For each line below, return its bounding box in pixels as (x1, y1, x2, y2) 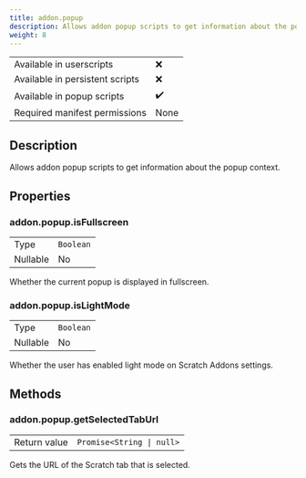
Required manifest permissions (14, 107, 148, 119)
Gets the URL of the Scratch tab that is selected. (9, 459, 191, 470)
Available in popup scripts (14, 89, 125, 102)
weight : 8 (9, 30, 47, 39)
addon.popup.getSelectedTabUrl (9, 413, 159, 426)
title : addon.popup (9, 13, 84, 23)
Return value (14, 435, 68, 448)
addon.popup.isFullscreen (9, 215, 129, 228)
